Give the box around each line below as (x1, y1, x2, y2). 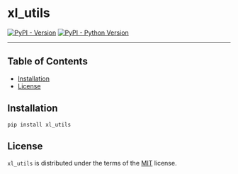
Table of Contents (7, 55, 89, 68)
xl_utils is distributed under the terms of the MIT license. (7, 159, 177, 168)
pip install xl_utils (7, 121, 72, 128)
